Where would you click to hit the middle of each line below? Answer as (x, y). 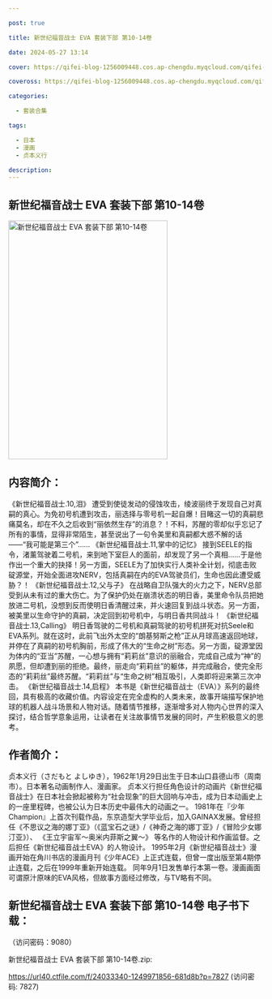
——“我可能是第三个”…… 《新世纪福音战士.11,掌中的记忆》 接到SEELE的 (127, 544)
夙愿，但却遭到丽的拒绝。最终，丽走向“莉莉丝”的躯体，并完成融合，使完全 (132, 665)
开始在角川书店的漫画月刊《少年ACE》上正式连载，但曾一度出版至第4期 (134, 857)
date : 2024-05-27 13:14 (49, 52)
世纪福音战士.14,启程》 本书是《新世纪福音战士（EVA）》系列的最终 (149, 686)
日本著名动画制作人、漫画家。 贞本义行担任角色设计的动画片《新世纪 (140, 786)
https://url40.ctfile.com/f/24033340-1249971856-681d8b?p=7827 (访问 (128, 976)
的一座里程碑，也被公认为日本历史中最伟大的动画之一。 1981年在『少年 (127, 806)
